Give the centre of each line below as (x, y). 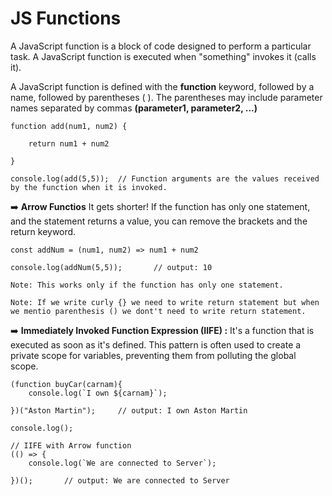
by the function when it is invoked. (89, 187)
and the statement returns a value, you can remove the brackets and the (159, 221)
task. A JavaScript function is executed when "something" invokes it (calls (163, 56)
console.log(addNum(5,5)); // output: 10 (111, 267)
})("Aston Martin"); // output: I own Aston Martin (129, 410)
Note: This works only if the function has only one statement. (147, 285)
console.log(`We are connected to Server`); (122, 463)
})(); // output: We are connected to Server (120, 480)
